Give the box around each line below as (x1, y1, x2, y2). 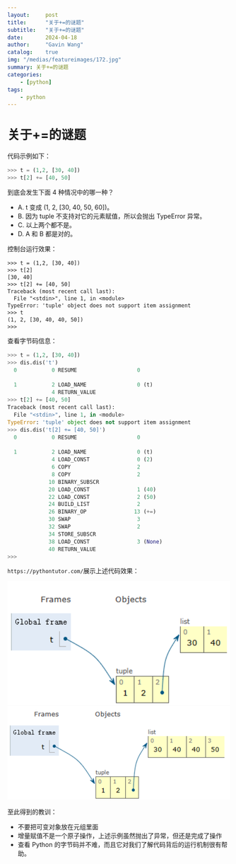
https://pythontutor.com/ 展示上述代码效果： (7, 567, 139, 575)
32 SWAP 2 (48, 524, 141, 531)
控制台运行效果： (7, 244, 57, 253)
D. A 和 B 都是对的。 (17, 229, 76, 238)
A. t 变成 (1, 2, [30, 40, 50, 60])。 (17, 202, 114, 212)
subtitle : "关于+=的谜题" (7, 26, 85, 33)
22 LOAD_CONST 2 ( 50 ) (48, 493, 157, 500)
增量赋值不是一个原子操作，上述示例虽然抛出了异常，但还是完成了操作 (17, 831, 223, 840)
